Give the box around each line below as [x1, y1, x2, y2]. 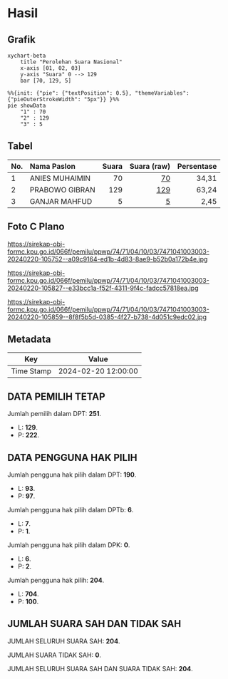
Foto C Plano [7, 221, 65, 233]
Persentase [177, 161, 217, 171]
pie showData [7, 102, 46, 109]
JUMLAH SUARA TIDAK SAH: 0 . [7, 651, 102, 659]
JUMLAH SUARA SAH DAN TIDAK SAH [7, 618, 182, 630]
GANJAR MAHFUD [29, 196, 93, 206]
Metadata [7, 333, 51, 346]
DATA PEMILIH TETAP [7, 390, 105, 403]
